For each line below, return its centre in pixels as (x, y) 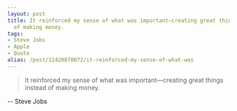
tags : (15, 34)
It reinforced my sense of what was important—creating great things (124, 80)
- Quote (19, 54)
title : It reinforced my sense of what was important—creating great (112, 21)
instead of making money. (62, 87)
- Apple (19, 47)
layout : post (26, 14)
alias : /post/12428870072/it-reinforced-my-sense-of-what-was (101, 60)
